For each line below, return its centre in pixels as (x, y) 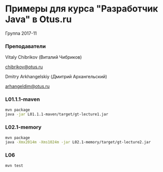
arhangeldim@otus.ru (27, 86)
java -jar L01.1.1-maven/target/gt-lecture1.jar (57, 114)
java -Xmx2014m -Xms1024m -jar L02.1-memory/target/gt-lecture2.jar (78, 142)
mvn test (14, 165)
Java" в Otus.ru (38, 19)
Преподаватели (25, 46)
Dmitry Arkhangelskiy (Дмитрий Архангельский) (56, 77)
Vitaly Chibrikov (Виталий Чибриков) (43, 57)
